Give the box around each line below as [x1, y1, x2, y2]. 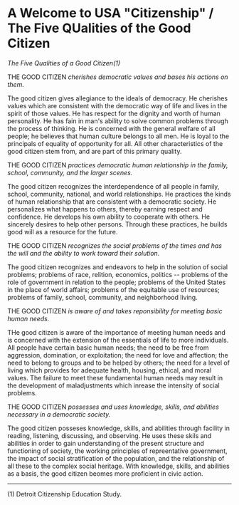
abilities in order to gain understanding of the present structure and [7, 439, 205, 447]
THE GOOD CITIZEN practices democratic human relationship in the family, [7, 160, 228, 169]
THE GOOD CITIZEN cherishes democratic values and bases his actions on [7, 73, 229, 81]
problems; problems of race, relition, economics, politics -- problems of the [7, 270, 228, 278]
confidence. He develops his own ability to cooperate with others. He [7, 212, 211, 221]
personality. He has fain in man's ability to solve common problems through [7, 116, 229, 125]
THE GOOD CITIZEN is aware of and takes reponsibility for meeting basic [7, 306, 223, 315]
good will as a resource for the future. [7, 227, 118, 236]
